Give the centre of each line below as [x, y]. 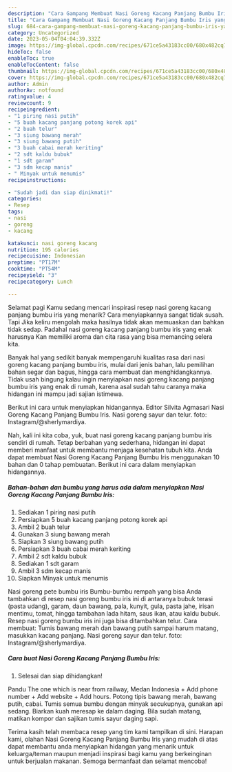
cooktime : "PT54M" [34, 269]
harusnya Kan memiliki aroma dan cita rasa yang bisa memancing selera [110, 336]
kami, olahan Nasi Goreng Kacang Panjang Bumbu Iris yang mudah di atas [113, 739]
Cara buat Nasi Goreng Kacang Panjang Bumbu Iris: [84, 658]
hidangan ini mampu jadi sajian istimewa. [66, 394]
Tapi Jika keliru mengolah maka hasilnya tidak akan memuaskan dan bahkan [116, 322]
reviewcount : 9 [30, 103]
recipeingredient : [34, 109]
